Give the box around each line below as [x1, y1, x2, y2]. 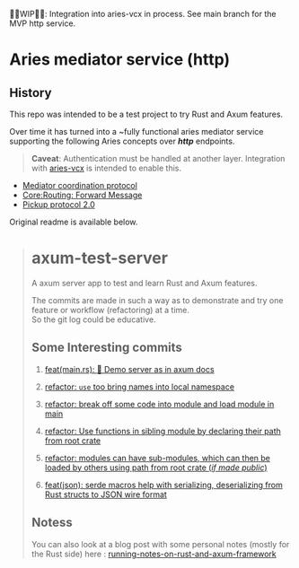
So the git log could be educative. [31, 314, 156, 325]
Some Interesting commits [31, 340, 182, 355]
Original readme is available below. [9, 216, 138, 227]
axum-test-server [31, 248, 169, 268]
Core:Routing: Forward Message [22, 189, 143, 200]
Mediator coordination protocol [22, 180, 137, 190]
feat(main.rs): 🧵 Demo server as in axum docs [44, 363, 215, 374]
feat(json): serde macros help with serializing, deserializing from [44, 479, 283, 490]
